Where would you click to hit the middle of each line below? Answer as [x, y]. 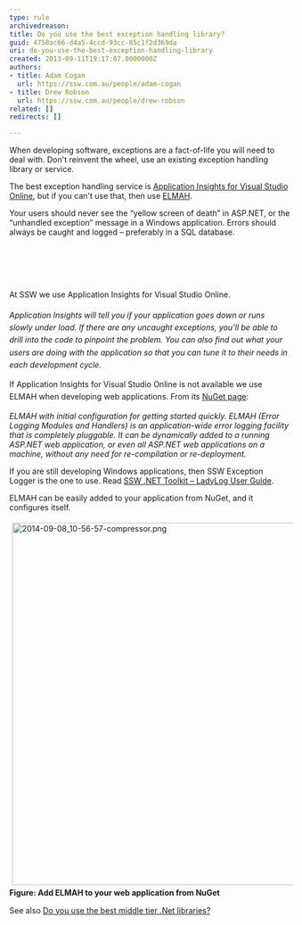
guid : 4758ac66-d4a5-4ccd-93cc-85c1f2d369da [93, 42]
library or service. [41, 169]
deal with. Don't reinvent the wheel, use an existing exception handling [139, 160]
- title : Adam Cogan [48, 76]
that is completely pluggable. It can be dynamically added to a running [139, 434]
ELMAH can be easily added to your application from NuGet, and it [131, 498]
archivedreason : [39, 26]
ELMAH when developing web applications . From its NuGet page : [129, 397]
